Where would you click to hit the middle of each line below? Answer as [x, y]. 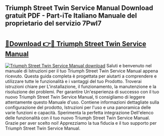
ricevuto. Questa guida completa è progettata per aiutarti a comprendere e [81, 76]
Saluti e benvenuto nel [129, 66]
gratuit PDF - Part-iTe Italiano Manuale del [71, 16]
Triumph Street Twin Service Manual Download [79, 8]
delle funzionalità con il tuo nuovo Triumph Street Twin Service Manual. [78, 118]
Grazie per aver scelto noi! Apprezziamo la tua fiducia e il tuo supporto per [81, 123]
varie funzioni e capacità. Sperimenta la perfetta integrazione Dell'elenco [80, 113]
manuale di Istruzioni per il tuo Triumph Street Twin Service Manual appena [82, 71]
